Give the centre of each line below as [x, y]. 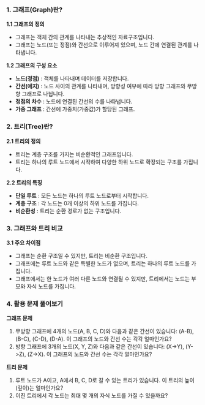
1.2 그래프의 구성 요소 [32, 66]
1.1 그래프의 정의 [25, 24]
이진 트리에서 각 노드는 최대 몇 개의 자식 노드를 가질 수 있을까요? [91, 396]
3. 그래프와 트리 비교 [35, 228]
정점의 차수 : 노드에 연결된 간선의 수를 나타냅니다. [74, 102]
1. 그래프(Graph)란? [35, 9]
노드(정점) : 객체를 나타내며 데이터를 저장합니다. [72, 78]
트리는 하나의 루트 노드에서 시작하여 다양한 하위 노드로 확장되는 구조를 [99, 162]
